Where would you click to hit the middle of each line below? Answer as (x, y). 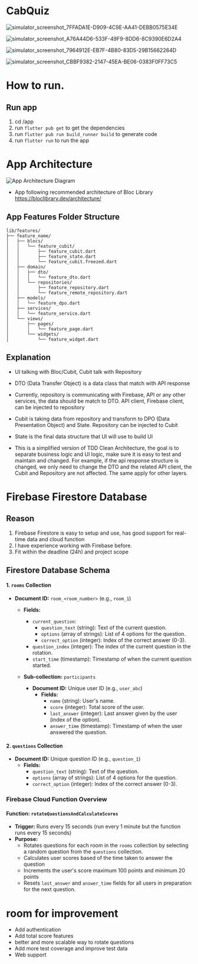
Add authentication (38, 930)
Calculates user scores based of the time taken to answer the (98, 858)
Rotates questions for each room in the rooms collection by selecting (106, 845)
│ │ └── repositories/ (39, 282)
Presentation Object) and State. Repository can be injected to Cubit (96, 425)
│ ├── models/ (26, 298)
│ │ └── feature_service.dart (49, 313)
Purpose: (26, 839)
